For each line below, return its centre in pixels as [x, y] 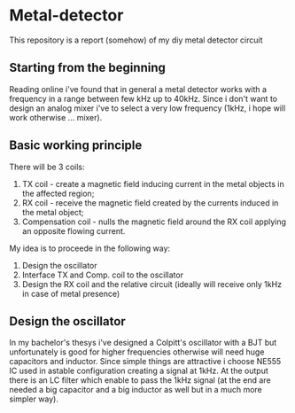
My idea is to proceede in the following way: [90, 248]
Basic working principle [76, 146]
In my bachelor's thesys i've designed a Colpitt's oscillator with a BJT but [143, 343]
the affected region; [58, 193]
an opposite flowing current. [74, 230]
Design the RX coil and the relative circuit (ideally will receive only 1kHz [151, 284]
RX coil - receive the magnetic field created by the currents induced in [150, 203]
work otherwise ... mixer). [56, 117]
